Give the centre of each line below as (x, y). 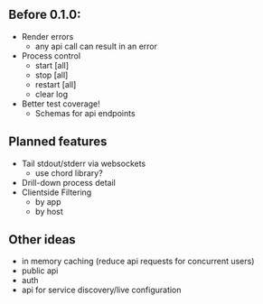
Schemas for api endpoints (85, 113)
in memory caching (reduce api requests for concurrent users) (138, 262)
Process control (51, 55)
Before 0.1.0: (45, 15)
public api (40, 271)
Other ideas (42, 240)
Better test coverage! (61, 104)
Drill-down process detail (69, 182)
